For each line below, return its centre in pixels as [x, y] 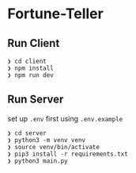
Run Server [36, 100]
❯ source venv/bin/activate [54, 147]
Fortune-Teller [55, 14]
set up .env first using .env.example [65, 118]
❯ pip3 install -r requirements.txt [68, 154]
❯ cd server [27, 133]
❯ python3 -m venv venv [47, 140]
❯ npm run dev [31, 75]
